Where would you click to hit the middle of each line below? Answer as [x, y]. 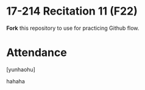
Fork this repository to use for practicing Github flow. [73, 28]
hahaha [16, 81]
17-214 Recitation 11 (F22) [72, 11]
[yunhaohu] [21, 69]
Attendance [37, 53]
